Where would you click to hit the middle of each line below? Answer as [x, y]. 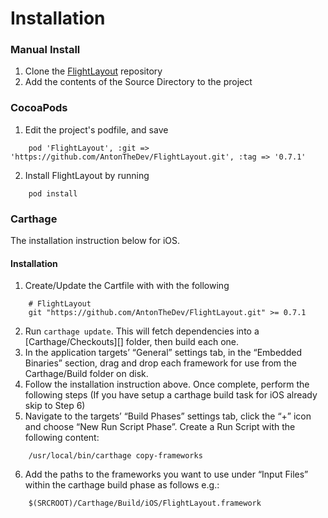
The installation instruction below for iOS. [95, 241]
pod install [53, 193]
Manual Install [45, 50]
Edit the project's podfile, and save [96, 129]
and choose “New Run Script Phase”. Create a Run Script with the [160, 427]
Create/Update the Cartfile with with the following [127, 286]
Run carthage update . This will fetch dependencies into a [142, 331]
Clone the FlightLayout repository [93, 71]
